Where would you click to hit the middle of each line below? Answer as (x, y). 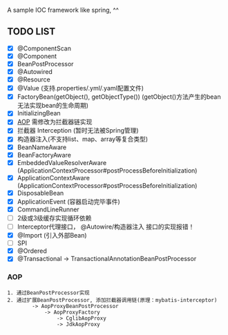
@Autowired (35, 71)
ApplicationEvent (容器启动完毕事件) (69, 201)
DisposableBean (40, 193)
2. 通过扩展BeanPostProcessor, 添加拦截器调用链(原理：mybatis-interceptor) (112, 300)
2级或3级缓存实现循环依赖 (54, 218)
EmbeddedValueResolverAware (62, 162)
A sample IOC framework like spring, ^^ (63, 10)
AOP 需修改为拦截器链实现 (55, 122)
